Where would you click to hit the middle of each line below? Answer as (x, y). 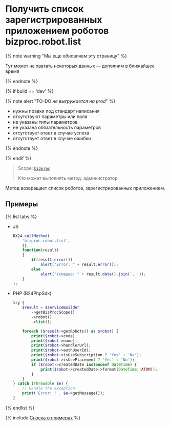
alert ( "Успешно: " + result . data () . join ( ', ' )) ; (93, 274)
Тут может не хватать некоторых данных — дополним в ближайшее (80, 66)
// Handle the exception (49, 389)
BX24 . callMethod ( (31, 236)
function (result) (40, 250)
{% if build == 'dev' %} (29, 91)
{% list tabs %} (21, 217)
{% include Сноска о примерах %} (43, 418)
